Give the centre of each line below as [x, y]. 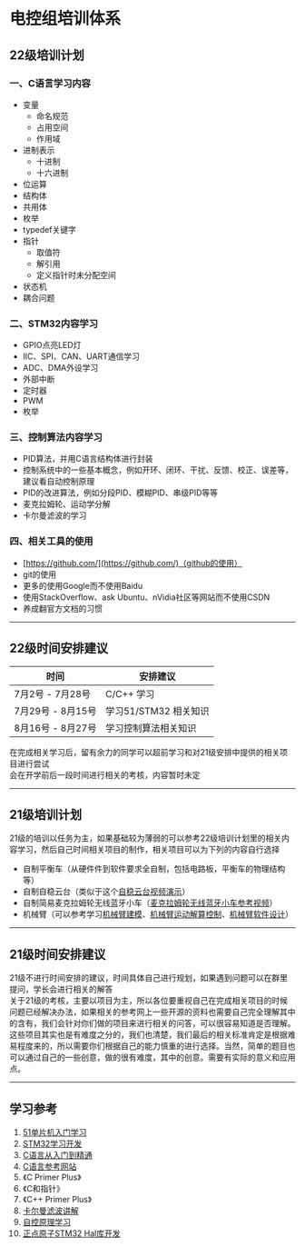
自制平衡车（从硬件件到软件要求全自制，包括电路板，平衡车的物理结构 [154, 869]
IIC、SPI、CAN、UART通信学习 [81, 356]
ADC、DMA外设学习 [60, 368]
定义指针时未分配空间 [76, 274]
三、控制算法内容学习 [56, 437]
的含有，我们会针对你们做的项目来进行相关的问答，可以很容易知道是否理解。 [152, 1023]
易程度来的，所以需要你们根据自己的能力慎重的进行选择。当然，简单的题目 [148, 1046]
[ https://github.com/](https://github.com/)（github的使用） [132, 563]
